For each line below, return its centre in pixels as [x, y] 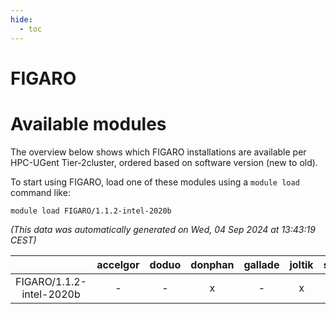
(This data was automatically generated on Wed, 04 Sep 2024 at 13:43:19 [163, 229]
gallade [261, 264]
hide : [21, 19]
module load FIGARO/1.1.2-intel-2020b [91, 211]
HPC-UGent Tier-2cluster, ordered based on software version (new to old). [164, 162]
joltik [301, 264]
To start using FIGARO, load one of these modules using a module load [155, 182]
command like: [40, 192]
